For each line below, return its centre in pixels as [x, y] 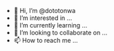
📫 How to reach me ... [46, 40]
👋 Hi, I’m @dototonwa [45, 11]
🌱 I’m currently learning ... [50, 25]
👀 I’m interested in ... [43, 18]
